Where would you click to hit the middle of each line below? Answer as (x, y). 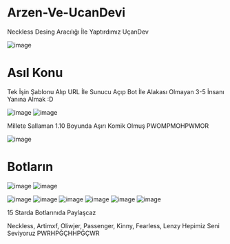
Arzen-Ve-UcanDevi (66, 13)
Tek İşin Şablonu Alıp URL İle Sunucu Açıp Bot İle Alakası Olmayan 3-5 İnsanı (116, 91)
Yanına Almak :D (30, 99)
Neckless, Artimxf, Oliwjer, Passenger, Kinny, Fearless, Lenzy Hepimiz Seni (114, 225)
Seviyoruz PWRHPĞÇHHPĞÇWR (53, 233)
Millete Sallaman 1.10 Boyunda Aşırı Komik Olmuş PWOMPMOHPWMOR (108, 126)
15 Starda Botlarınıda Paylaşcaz (52, 212)
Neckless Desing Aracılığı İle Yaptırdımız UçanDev (78, 32)
